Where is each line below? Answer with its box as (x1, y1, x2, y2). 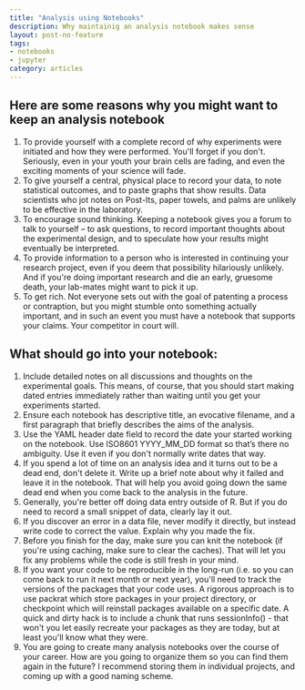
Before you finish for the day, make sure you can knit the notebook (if (22, 534, 283, 546)
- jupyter (9, 56, 47, 65)
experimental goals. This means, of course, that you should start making (22, 380, 294, 391)
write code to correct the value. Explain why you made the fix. (22, 525, 256, 536)
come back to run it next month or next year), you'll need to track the (22, 573, 282, 584)
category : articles (9, 65, 84, 74)
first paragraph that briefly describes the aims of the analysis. (22, 419, 255, 430)
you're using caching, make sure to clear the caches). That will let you (22, 544, 287, 555)
